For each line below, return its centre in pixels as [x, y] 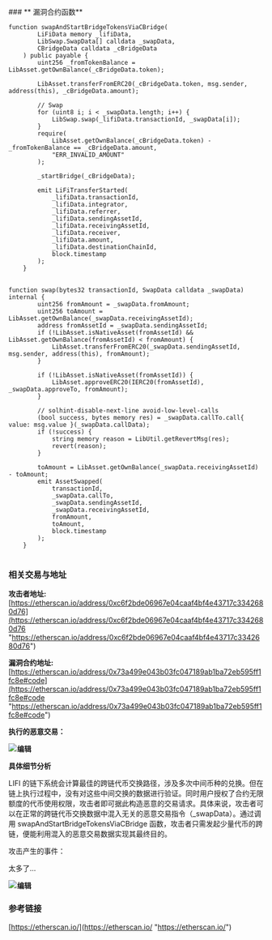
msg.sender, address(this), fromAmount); [79, 354]
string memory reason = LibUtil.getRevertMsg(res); [140, 439]
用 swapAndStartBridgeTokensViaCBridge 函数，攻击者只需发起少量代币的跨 [136, 824]
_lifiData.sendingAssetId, [97, 219]
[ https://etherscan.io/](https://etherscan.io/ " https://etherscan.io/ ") [120, 927]
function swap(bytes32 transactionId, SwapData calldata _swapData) [126, 290]
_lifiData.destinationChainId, [104, 247]
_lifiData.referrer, [86, 211]
